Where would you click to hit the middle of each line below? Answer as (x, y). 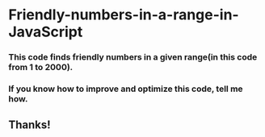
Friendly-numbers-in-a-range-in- (124, 15)
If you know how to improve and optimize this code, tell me (126, 89)
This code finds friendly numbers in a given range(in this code (133, 57)
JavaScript (46, 32)
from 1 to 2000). (41, 68)
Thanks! (29, 125)
